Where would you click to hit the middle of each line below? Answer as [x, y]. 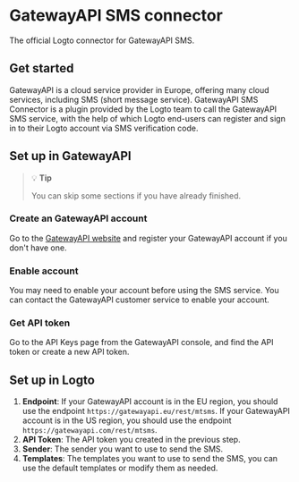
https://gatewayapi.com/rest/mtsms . [90, 430]
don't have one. [38, 248]
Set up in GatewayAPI [70, 156]
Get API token [40, 323]
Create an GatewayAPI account [78, 218]
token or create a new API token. [69, 352]
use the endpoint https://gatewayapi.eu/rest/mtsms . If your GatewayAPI [156, 411]
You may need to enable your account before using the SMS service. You [144, 291]
